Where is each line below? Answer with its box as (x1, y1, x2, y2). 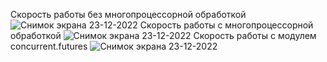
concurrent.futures (10, 40, 88, 52)
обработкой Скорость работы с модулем (10, 30, 317, 41)
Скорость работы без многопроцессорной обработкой (10, 9, 247, 20)
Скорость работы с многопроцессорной (139, 19, 314, 31)
